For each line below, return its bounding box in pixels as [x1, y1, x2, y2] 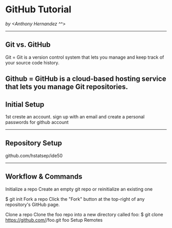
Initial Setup [5, 100, 45, 109]
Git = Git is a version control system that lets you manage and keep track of [5, 54, 164, 60]
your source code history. [5, 59, 60, 65]
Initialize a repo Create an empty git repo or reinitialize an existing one [5, 186, 153, 192]
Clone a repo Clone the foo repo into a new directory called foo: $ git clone [5, 211, 163, 217]
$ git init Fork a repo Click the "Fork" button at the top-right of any [5, 196, 145, 202]
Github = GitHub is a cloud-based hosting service [5, 75, 166, 83]
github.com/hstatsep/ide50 [5, 152, 63, 159]
